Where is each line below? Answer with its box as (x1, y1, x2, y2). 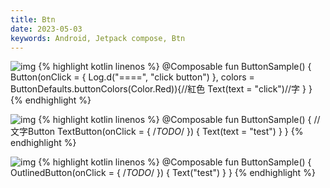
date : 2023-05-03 (10, 24, 83, 34)
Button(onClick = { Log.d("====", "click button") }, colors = (10, 71, 255, 83)
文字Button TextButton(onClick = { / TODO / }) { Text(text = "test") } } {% (10, 126, 304, 138)
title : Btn (10, 14, 56, 25)
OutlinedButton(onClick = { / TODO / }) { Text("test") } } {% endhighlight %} (10, 167, 316, 179)
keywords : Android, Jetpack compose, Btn (10, 33, 186, 43)
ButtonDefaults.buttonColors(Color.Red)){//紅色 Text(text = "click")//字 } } (10, 83, 313, 95)
